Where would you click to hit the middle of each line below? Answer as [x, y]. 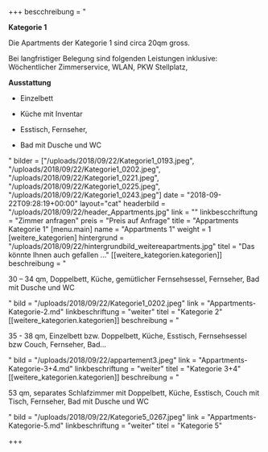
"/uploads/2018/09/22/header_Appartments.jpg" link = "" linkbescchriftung [133, 212]
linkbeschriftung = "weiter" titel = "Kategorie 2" [144, 312]
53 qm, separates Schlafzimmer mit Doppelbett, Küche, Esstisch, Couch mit [134, 393]
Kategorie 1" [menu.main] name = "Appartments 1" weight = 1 [110, 229]
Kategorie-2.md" [36, 312]
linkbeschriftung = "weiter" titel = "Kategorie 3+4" [158, 369]
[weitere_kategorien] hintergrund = [66, 238]
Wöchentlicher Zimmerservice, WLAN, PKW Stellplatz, [98, 67]
